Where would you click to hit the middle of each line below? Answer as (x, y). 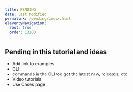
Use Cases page (28, 84)
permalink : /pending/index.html (38, 18)
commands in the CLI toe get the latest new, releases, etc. (70, 74)
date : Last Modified (26, 14)
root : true (20, 28)
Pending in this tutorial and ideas (56, 52)
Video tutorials (27, 79)
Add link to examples (33, 63)
